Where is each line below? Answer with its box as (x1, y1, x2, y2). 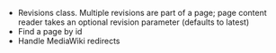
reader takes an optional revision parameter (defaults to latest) (17, 17, 250, 27)
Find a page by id (17, 26, 83, 36)
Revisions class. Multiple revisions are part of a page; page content (17, 8, 267, 18)
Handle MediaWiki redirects (17, 35, 120, 46)
